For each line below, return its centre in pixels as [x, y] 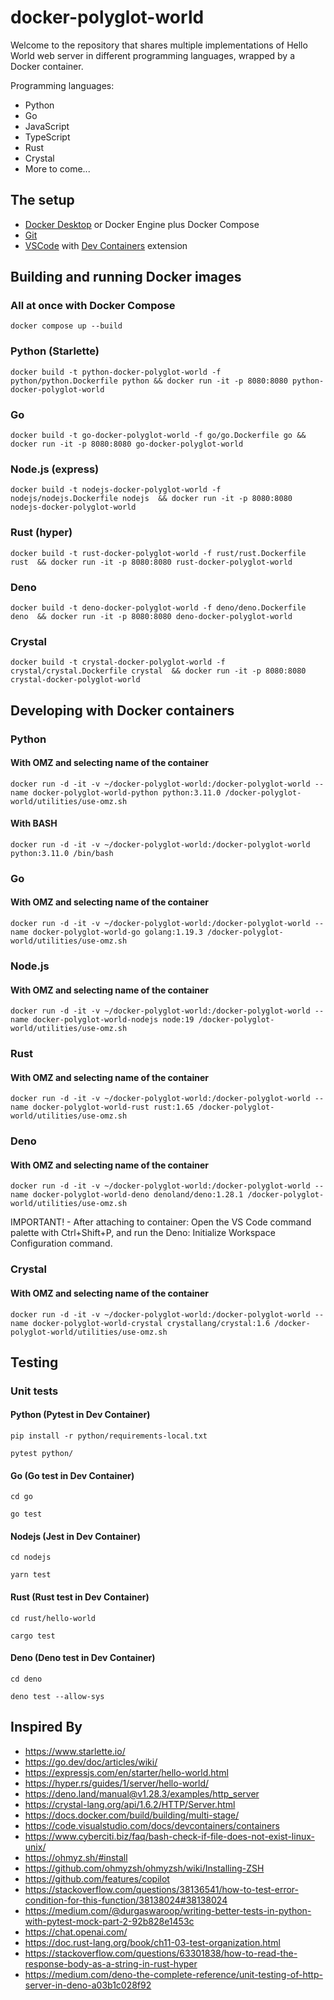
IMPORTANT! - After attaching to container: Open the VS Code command [161, 1222]
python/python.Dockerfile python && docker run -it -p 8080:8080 [149, 381]
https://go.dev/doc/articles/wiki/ [91, 1762]
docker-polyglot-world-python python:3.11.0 [127, 792]
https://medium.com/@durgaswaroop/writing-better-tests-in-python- [168, 1910]
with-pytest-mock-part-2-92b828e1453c [109, 1921]
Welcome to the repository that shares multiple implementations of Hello [159, 45]
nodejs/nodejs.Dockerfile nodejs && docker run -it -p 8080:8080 [151, 499]
